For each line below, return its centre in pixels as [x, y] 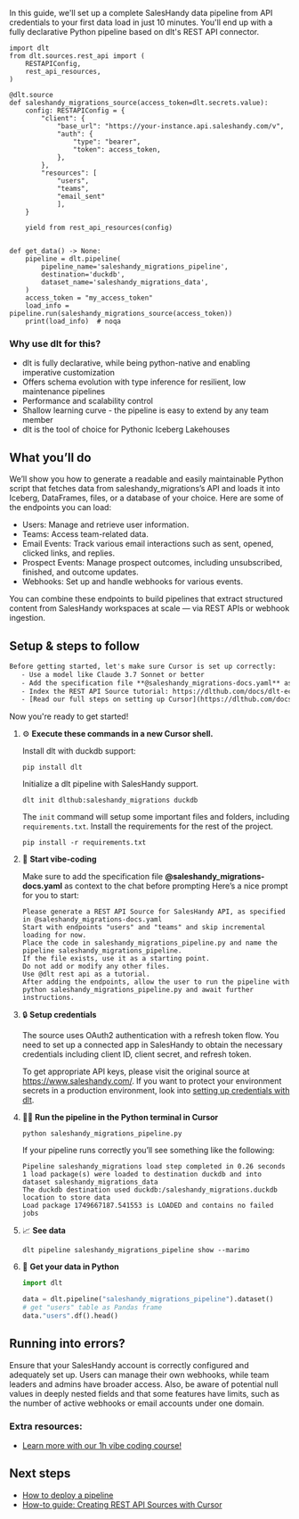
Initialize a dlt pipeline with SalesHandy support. [110, 784]
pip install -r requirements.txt [84, 843]
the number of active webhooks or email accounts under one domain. [137, 1403]
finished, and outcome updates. [81, 572]
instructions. [48, 998]
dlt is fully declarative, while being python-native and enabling [136, 363]
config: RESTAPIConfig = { [75, 111]
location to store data [66, 1198]
